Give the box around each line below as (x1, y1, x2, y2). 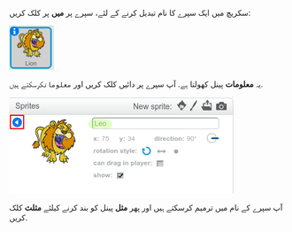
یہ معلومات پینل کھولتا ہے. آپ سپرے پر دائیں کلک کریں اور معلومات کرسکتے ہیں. (9, 79, 264, 89)
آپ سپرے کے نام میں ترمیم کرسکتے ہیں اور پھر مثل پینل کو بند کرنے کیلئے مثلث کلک (9, 203, 283, 213)
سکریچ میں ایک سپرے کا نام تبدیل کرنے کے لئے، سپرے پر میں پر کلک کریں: (9, 8, 251, 18)
